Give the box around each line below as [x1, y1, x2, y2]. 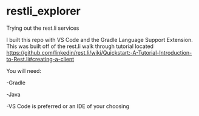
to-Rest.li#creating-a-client [6, 55, 75, 63]
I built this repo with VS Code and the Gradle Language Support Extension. [6, 36, 193, 43]
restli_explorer [6, 4, 81, 18]
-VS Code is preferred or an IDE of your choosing [6, 102, 129, 110]
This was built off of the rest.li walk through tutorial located [6, 43, 153, 50]
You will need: [6, 67, 41, 74]
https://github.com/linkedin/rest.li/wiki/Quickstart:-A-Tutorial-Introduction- [6, 49, 192, 56]
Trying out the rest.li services [6, 24, 79, 32]
